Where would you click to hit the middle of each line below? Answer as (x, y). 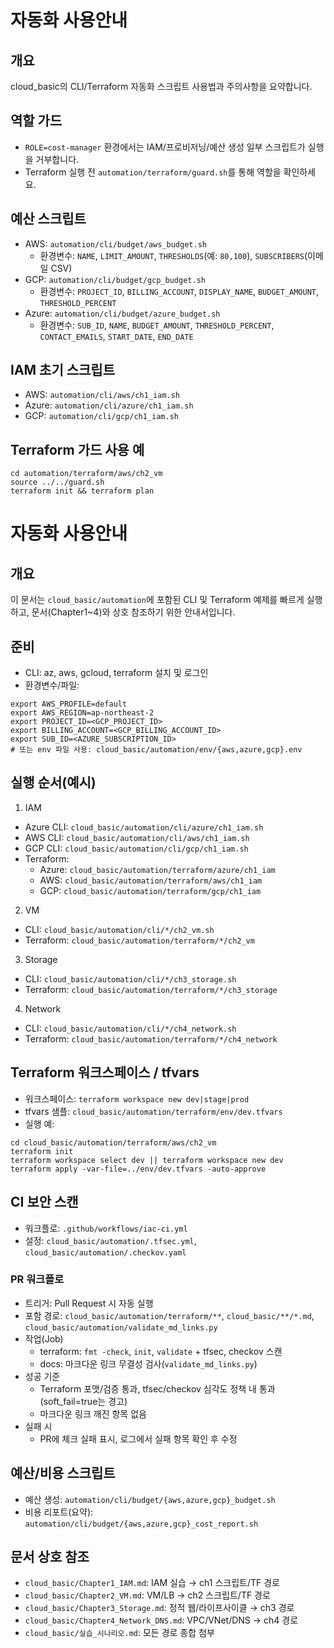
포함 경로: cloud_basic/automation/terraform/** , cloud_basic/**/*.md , (169, 1315)
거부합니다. (57, 159)
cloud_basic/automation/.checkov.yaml (105, 1252)
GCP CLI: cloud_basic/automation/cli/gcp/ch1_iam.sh (136, 848)
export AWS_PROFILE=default (69, 704)
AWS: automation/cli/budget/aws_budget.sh (115, 243)
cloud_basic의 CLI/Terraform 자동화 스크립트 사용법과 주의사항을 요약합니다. (161, 86)
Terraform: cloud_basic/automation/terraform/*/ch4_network (151, 1038)
